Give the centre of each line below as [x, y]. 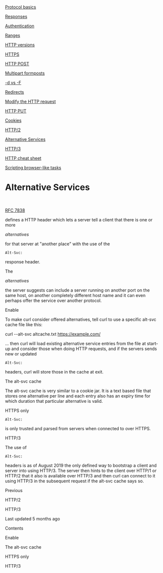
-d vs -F [13, 83]
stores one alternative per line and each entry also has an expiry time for [78, 396]
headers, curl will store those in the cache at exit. [54, 372]
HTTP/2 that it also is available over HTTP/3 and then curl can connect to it [80, 475]
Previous [14, 490]
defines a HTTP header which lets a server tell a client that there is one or [79, 219]
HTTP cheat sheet [23, 158]
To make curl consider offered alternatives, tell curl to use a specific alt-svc [81, 319]
